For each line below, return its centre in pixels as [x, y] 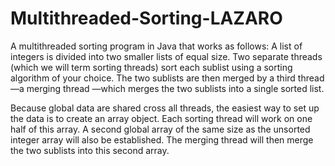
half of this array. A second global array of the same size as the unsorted [160, 129]
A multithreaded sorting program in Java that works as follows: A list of [156, 46]
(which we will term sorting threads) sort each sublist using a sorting [151, 67]
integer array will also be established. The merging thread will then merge [162, 139]
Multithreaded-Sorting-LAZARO [146, 18]
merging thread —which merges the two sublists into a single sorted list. [175, 88]
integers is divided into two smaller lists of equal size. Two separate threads [166, 56]
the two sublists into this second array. [90, 150]
